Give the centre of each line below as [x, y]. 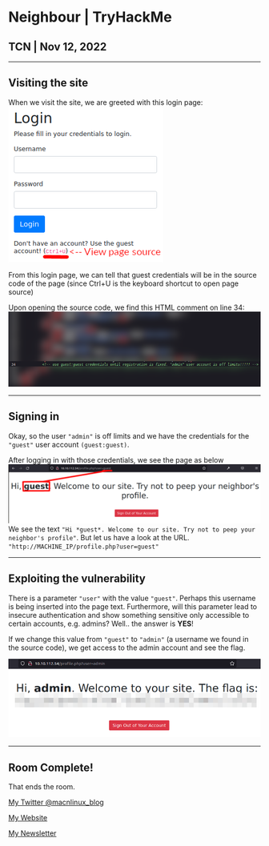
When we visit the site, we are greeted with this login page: [106, 102]
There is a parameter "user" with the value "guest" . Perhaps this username [132, 598]
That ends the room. [42, 787]
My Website [28, 818]
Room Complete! [51, 767]
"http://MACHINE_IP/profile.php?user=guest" [84, 547]
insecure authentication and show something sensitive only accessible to [129, 615]
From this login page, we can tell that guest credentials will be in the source [133, 275]
